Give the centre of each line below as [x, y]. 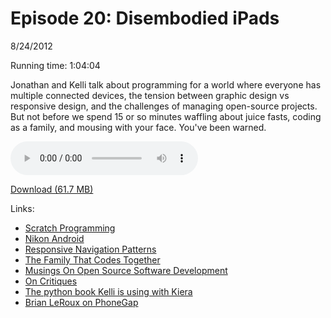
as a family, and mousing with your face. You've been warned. [138, 127]
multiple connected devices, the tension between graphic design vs [150, 95]
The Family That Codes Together [92, 259]
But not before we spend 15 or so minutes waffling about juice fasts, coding [166, 116]
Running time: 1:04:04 [55, 65]
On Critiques [51, 281]
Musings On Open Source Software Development [126, 270]
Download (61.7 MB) [52, 189]
